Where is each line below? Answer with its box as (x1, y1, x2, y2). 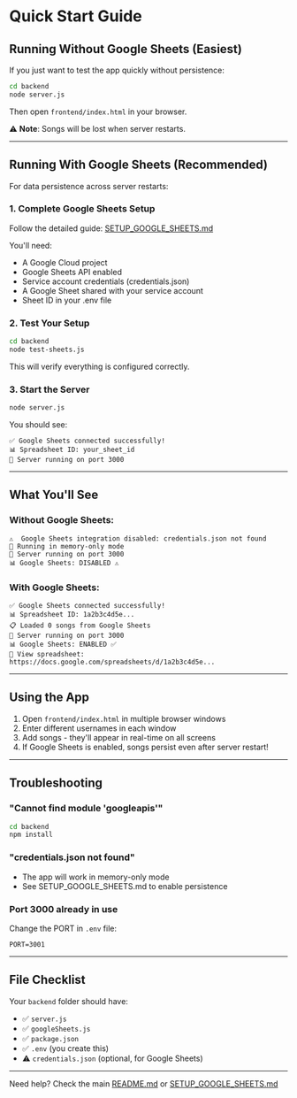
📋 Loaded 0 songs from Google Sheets (9, 621, 151, 630)
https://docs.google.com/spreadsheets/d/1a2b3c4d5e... (9, 657, 216, 667)
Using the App (9, 690, 90, 705)
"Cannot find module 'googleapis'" (9, 802, 164, 815)
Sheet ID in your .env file (21, 295, 112, 305)
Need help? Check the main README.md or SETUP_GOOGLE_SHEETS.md (9, 1078, 278, 1089)
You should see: (9, 419, 68, 430)
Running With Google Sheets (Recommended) (9, 157, 268, 173)
